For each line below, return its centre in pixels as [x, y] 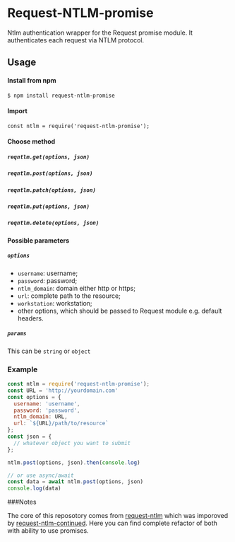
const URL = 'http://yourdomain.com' [63, 391]
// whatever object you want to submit [72, 443]
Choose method [31, 142]
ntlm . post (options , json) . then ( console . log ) [74, 462]
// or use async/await [41, 475]
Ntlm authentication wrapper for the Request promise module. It [100, 33]
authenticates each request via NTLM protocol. [76, 40]
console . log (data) [34, 489]
